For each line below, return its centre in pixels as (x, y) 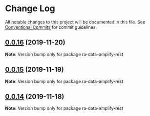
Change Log (30, 9)
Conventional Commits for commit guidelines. (51, 27)
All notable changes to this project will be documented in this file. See (75, 22)
